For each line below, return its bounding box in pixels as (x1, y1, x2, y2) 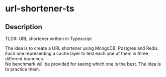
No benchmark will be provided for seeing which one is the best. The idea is (5, 61, 161, 67)
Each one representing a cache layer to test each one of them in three (5, 50, 148, 56)
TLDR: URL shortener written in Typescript (5, 36, 92, 41)
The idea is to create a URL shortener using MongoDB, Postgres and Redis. (5, 45, 159, 51)
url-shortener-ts (5, 3, 75, 14)
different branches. (5, 56, 45, 62)
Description (5, 23, 42, 31)
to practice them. (5, 66, 40, 72)
